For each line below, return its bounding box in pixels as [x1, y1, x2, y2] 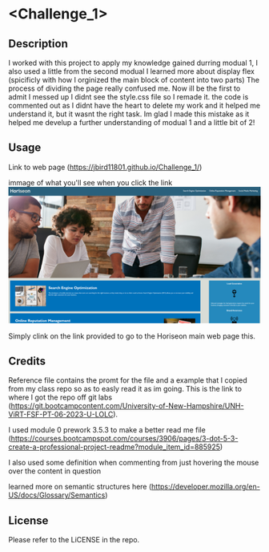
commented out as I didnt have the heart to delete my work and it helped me [8, 101, 261, 110]
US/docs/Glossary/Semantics [8, 490, 106, 500]
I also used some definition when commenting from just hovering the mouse [8, 458, 259, 468]
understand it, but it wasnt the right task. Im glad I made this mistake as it [8, 109, 250, 119]
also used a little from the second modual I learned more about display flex [8, 67, 255, 76]
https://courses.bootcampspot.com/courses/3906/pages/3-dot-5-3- [10, 434, 239, 444]
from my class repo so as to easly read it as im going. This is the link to [8, 384, 243, 394]
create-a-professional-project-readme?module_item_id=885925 [8, 442, 221, 452]
